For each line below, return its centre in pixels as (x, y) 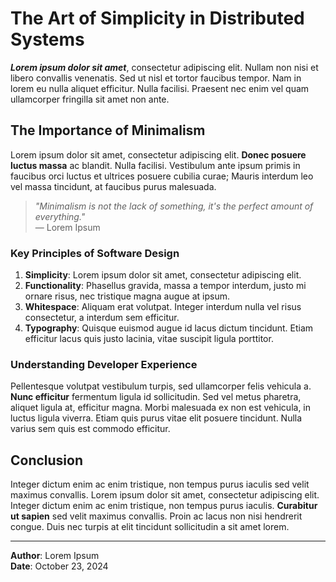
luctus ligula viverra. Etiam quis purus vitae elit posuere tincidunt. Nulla (156, 418)
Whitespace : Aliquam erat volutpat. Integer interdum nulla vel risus (163, 307)
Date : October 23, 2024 (59, 566)
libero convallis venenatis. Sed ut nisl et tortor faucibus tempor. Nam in (156, 78)
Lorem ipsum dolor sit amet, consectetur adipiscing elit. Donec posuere (158, 154)
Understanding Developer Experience (104, 364)
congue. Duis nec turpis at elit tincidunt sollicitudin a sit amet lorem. (150, 527)
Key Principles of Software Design (95, 253)
